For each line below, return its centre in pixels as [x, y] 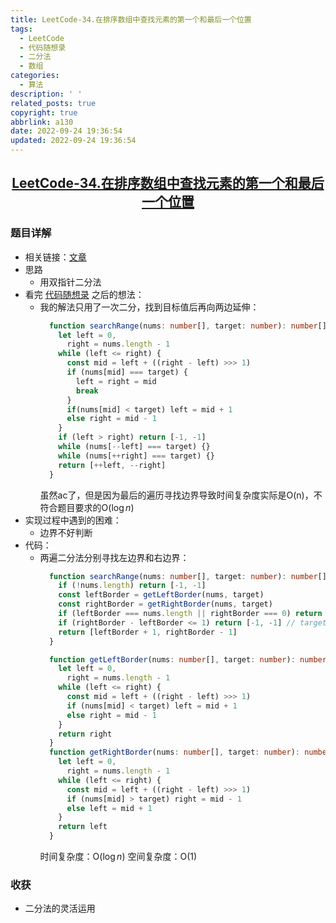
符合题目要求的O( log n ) [87, 507]
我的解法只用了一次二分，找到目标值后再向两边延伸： [149, 307]
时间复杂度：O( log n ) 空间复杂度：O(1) [118, 857]
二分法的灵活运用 [60, 908]
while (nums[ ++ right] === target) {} [136, 456]
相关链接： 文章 [55, 257]
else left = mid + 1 [109, 808]
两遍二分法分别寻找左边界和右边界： [114, 557]
